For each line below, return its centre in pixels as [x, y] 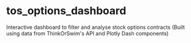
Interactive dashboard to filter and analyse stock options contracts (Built [95, 27]
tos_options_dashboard [66, 11]
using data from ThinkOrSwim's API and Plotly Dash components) [88, 33]
